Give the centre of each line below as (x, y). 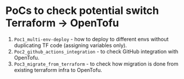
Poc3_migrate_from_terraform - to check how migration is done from (96, 64)
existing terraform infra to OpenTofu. (58, 70)
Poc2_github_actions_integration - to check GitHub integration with (96, 51)
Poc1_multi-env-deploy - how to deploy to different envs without (91, 39)
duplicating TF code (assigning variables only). (70, 45)
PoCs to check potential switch (82, 11)
